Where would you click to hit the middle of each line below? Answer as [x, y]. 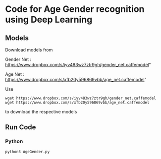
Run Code [21, 127]
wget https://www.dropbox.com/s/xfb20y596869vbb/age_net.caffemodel [77, 103]
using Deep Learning [49, 20]
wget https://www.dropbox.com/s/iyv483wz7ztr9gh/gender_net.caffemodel [80, 98]
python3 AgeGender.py [27, 152]
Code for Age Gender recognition [75, 9]
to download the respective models [41, 112]
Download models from [29, 50]
